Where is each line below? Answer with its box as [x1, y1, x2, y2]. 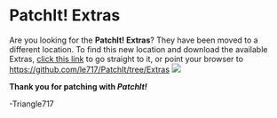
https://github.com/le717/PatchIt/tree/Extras [9, 64, 170, 75]
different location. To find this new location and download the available [9, 43, 268, 54]
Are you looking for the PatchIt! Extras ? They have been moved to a [9, 35, 259, 45]
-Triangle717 [9, 98, 55, 109]
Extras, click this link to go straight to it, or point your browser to [9, 53, 244, 64]
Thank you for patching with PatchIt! [9, 81, 148, 91]
